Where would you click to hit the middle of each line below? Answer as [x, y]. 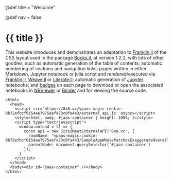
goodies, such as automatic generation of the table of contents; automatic [84, 63]
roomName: [39, 135]
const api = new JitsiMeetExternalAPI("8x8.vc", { [79, 131]
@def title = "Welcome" [30, 7]
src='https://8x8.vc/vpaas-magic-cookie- [78, 109]
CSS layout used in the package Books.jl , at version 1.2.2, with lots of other [85, 57]
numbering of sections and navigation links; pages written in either [76, 68]
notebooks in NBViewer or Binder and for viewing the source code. [76, 90]
